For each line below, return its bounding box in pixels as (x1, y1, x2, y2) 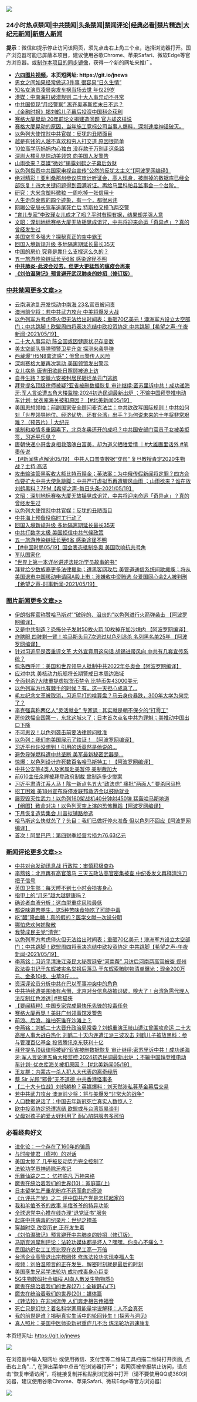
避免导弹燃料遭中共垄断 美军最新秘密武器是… (14, 750, 124, 758)
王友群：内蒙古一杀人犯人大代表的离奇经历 (14, 1068, 118, 1075)
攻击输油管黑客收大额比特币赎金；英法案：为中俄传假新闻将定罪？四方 (14, 470, 185, 477)
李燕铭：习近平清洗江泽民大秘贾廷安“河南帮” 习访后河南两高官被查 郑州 (14, 958, 187, 965)
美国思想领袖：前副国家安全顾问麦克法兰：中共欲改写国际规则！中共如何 (14, 404, 189, 411)
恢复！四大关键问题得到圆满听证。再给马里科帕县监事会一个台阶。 (19, 182, 179, 189)
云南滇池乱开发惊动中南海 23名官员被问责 (14, 301, 116, 308)
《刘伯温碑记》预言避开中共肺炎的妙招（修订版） (14, 1231, 133, 1238)
